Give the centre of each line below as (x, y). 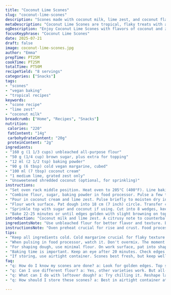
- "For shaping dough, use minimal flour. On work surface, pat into (81, 247)
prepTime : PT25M (22, 57)
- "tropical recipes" (28, 95)
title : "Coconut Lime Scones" (37, 10)
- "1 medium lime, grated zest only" (45, 176)
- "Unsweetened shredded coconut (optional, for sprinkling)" (73, 181)
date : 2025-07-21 (24, 39)
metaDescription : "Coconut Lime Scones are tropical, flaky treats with (84, 24)
